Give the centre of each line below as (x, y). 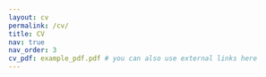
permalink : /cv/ (39, 26)
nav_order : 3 (33, 50)
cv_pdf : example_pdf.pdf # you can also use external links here (133, 58)
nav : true (27, 42)
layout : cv (29, 17)
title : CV (27, 34)
